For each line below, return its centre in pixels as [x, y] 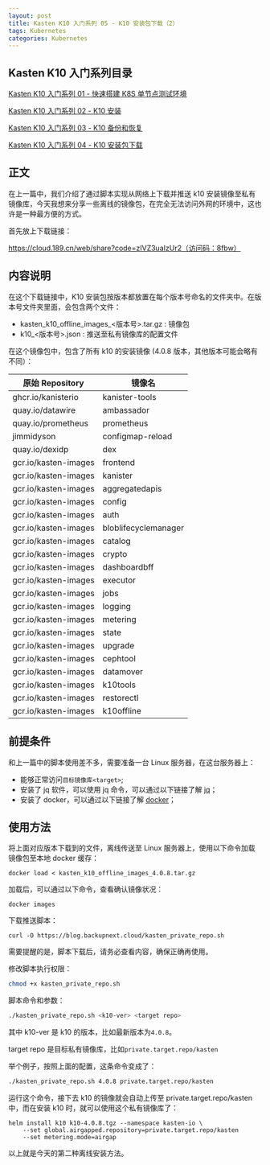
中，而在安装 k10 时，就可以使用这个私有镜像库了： [94, 1108]
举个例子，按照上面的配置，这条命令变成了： [82, 1066]
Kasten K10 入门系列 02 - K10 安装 [65, 111]
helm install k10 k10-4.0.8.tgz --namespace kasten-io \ [106, 1123]
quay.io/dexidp [41, 449]
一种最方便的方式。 [54, 213]
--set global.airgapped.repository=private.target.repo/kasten [131, 1130]
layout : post [30, 16]
